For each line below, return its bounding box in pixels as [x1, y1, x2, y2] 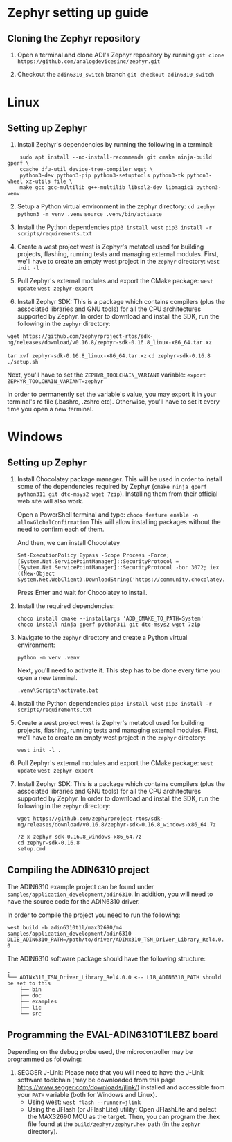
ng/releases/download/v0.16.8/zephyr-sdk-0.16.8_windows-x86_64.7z [17, 821, 216, 828]
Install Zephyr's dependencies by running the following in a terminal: [17, 141, 213, 148]
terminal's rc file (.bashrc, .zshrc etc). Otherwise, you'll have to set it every [7, 398, 220, 406]
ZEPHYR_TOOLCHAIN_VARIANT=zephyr [7, 378, 104, 385]
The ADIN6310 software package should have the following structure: [7, 954, 206, 963]
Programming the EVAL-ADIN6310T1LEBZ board [7, 1029, 219, 1041]
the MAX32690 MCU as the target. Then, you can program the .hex [27, 1112, 220, 1121]
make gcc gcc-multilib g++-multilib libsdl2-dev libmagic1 [19, 184, 194, 191]
